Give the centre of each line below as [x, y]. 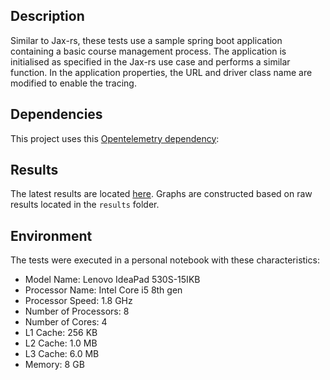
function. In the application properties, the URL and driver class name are [161, 72]
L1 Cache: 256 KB [61, 333]
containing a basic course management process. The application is [148, 51]
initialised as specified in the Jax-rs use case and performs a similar [150, 61]
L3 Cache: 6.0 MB [62, 354]
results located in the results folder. [85, 205]
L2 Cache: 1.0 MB [61, 343]
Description [47, 16]
